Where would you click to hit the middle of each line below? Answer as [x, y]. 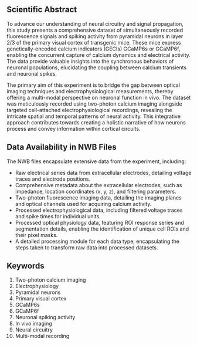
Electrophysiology [37, 286]
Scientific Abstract [42, 10]
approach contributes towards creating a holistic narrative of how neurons [96, 122]
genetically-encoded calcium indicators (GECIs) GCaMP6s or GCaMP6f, [94, 49]
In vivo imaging [33, 324]
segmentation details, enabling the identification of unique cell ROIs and [102, 229]
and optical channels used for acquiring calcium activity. [83, 204]
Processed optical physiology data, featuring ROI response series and [99, 222]
